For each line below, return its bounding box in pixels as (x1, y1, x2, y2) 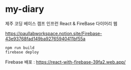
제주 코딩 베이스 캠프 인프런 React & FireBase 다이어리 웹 (5, 20, 117, 26)
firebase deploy (5, 50, 39, 55)
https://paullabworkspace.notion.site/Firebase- (5, 30, 102, 36)
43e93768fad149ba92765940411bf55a (5, 36, 86, 42)
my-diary (5, 3, 44, 15)
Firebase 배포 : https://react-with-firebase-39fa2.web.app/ (5, 59, 126, 65)
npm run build (5, 45, 35, 50)
